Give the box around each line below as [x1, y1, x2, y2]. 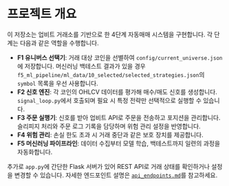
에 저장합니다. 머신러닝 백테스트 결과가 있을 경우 [17, 62, 146, 70]
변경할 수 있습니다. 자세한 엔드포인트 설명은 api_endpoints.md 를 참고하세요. [14, 171, 218, 179]
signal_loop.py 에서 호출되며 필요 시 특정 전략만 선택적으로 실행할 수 [17, 96, 201, 104]
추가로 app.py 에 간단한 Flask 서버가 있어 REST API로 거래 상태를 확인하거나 [7, 162, 210, 170]
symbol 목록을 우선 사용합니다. [17, 79, 98, 87]
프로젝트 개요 [7, 6, 77, 22]
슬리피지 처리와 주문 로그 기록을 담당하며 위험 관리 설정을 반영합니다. [17, 121, 201, 130]
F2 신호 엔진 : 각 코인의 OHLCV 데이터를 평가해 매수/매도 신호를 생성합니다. [17, 87, 218, 96]
